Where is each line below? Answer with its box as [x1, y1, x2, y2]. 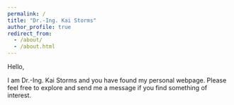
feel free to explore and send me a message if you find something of [7, 84, 208, 92]
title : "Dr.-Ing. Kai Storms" [7, 17, 97, 24]
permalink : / [7, 10, 46, 18]
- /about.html [13, 43, 55, 50]
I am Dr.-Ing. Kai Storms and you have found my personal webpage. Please [7, 76, 227, 85]
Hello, [7, 63, 25, 70]
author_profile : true [7, 23, 72, 30]
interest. [7, 91, 32, 99]
